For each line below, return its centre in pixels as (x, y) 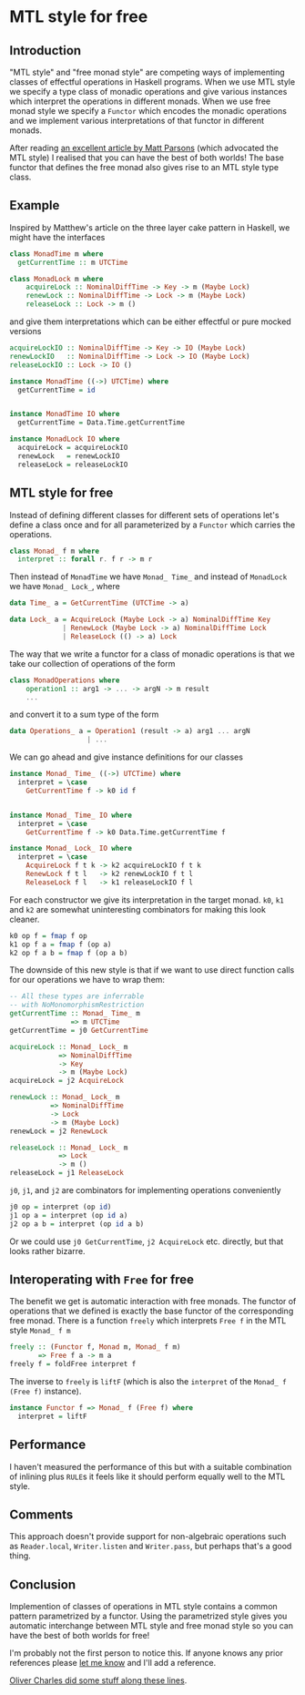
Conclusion (43, 1584)
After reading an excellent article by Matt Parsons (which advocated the (144, 148)
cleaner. (25, 919)
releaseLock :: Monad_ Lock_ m (69, 1148)
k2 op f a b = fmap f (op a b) (69, 953)
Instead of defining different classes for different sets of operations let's (144, 515)
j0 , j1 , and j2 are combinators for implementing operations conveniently (145, 1190)
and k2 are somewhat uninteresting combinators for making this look (138, 909)
